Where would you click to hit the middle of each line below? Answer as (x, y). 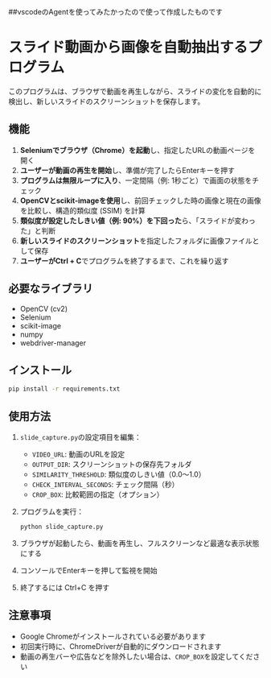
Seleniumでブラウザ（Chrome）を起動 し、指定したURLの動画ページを (138, 150)
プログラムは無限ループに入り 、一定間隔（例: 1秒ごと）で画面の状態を (136, 180)
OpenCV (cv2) (44, 308)
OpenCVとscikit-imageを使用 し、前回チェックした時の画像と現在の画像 (140, 201)
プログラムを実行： (52, 512)
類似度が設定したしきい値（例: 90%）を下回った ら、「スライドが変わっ (138, 221)
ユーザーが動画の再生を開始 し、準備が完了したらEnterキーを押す (127, 170)
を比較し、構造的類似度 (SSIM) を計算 (83, 210)
